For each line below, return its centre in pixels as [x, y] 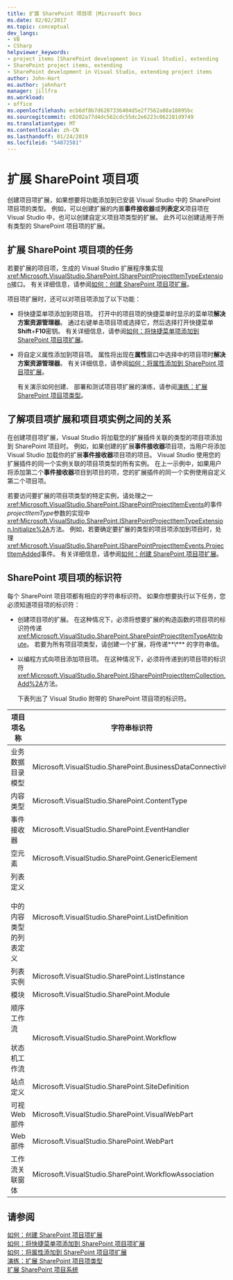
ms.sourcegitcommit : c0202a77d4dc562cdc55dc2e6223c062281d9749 [101, 117]
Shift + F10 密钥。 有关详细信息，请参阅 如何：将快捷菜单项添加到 [108, 331]
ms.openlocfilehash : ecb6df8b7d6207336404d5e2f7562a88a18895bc [101, 110]
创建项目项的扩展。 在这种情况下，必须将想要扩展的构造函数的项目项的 [118, 619]
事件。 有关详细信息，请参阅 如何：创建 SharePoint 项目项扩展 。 [132, 554]
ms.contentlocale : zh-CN [43, 130]
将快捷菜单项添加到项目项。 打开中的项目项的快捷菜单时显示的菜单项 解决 [121, 313]
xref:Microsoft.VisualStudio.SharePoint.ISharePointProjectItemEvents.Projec [115, 545]
